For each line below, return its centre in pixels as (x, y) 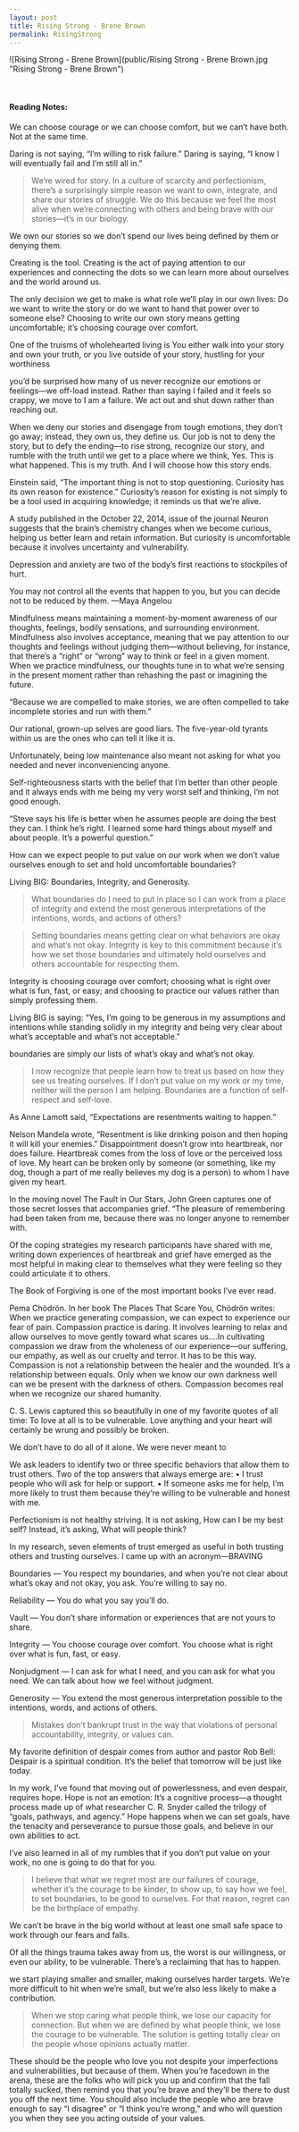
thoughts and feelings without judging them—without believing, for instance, (149, 646)
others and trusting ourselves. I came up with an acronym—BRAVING (136, 1555)
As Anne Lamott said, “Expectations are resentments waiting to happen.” (143, 1117)
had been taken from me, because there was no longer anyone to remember (149, 1218)
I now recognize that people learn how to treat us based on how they (158, 1071)
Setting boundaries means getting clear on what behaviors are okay (156, 935)
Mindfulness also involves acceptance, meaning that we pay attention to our (149, 636)
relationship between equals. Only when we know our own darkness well (143, 1374)
